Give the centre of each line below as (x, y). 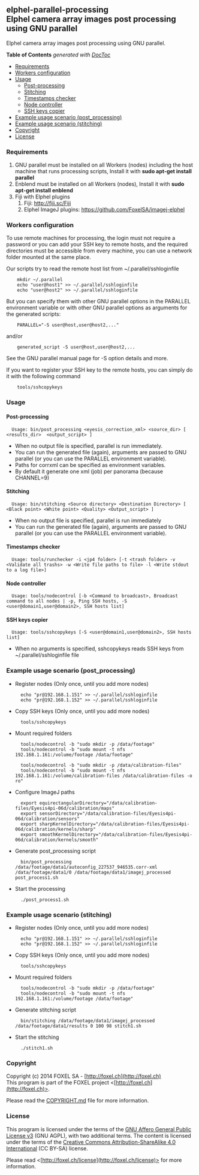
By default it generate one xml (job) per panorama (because (89, 471)
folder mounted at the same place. (49, 257)
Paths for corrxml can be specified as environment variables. (90, 465)
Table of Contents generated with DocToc (58, 55)
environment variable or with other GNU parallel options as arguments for (97, 308)
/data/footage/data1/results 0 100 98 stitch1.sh (78, 1026)
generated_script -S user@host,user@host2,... (76, 347)
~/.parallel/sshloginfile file (47, 655)
